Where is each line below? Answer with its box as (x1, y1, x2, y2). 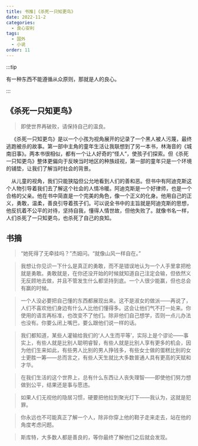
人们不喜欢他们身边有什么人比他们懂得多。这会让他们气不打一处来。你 (20, 305, 192, 312)
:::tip (6, 63, 17, 70)
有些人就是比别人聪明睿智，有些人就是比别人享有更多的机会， (36, 339, 186, 346)
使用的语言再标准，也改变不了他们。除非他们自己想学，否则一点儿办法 (20, 312, 192, 319)
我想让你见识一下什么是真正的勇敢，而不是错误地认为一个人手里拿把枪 (20, 262, 192, 269)
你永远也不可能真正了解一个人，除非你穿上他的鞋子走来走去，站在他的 (20, 414, 192, 421)
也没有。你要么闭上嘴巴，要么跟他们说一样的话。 (20, 320, 140, 327)
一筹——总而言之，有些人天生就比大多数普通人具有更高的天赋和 (36, 354, 192, 361)
